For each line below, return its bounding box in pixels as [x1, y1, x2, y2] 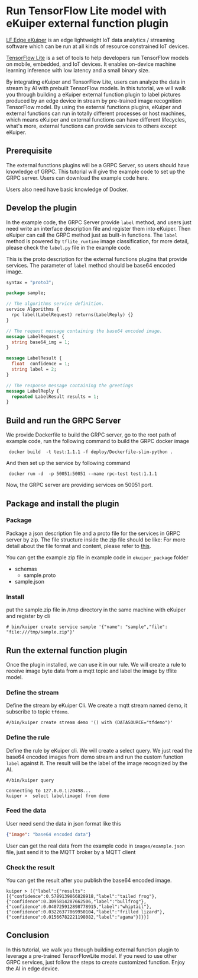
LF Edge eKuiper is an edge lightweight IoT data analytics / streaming [6, 36, 175, 43]
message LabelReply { [6, 388, 60, 394]
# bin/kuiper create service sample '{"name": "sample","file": [6, 624, 168, 630]
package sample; [6, 290, 46, 296]
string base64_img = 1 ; [11, 339, 70, 345]
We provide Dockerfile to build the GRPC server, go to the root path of [6, 431, 176, 438]
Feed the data [6, 807, 47, 815]
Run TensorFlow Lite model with [6, 4, 167, 18]
